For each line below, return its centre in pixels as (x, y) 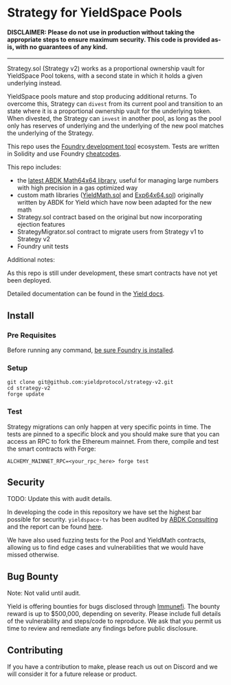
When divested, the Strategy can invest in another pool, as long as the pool (114, 119)
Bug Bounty (33, 576)
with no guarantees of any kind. (62, 47)
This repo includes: (34, 167)
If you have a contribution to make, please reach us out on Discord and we (112, 667)
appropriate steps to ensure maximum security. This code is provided (109, 39)
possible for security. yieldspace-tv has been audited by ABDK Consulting (113, 520)
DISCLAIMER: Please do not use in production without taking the (101, 32)
